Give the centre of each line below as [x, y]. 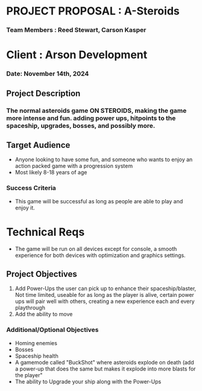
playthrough [30, 308]
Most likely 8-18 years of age [51, 173]
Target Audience [38, 145]
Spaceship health [36, 356]
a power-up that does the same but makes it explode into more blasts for [105, 369]
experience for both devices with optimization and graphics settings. [100, 255]
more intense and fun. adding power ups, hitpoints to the [91, 118]
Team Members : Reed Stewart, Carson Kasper [76, 30]
